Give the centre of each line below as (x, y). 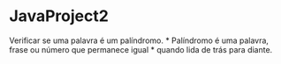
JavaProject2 (59, 16)
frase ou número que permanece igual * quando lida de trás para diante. (141, 49)
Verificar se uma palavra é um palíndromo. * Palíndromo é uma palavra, (139, 40)
